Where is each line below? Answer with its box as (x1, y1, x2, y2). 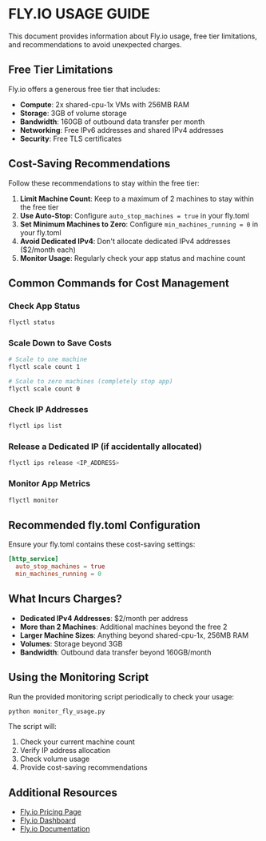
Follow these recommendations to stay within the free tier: (8, 178, 200, 188)
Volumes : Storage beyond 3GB (19, 639, 123, 648)
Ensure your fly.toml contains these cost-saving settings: (8, 539, 196, 549)
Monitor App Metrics (8, 478, 90, 489)
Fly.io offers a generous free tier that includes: (8, 84, 161, 94)
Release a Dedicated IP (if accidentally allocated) (8, 441, 202, 452)
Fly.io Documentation (19, 824, 90, 834)
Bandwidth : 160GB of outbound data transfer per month (19, 117, 205, 126)
